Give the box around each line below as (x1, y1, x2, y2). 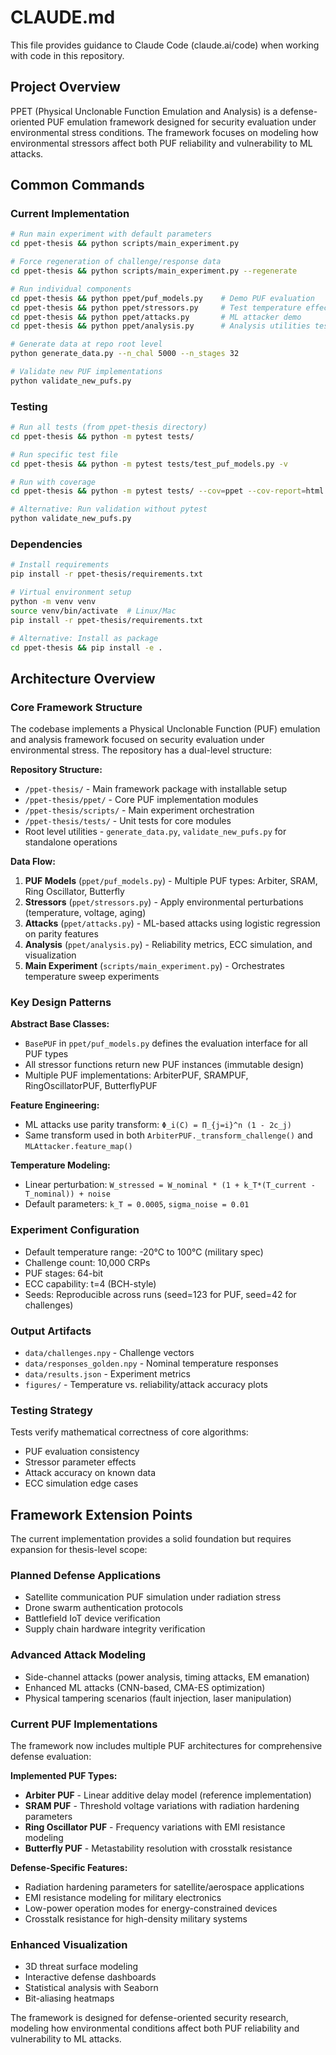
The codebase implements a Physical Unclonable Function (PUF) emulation (10, 723, 321, 735)
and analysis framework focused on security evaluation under (10, 734, 265, 746)
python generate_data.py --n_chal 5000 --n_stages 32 (10, 349, 240, 359)
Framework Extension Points (10, 1506, 193, 1523)
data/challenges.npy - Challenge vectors (24, 1346, 195, 1358)
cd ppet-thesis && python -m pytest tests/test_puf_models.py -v (10, 459, 288, 469)
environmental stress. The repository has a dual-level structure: (10, 744, 272, 756)
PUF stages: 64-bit (24, 1267, 104, 1279)
